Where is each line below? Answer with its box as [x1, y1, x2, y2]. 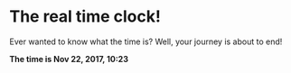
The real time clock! [9, 6, 161, 27]
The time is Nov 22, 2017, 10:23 [9, 53, 129, 64]
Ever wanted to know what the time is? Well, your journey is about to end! [9, 36, 283, 47]
